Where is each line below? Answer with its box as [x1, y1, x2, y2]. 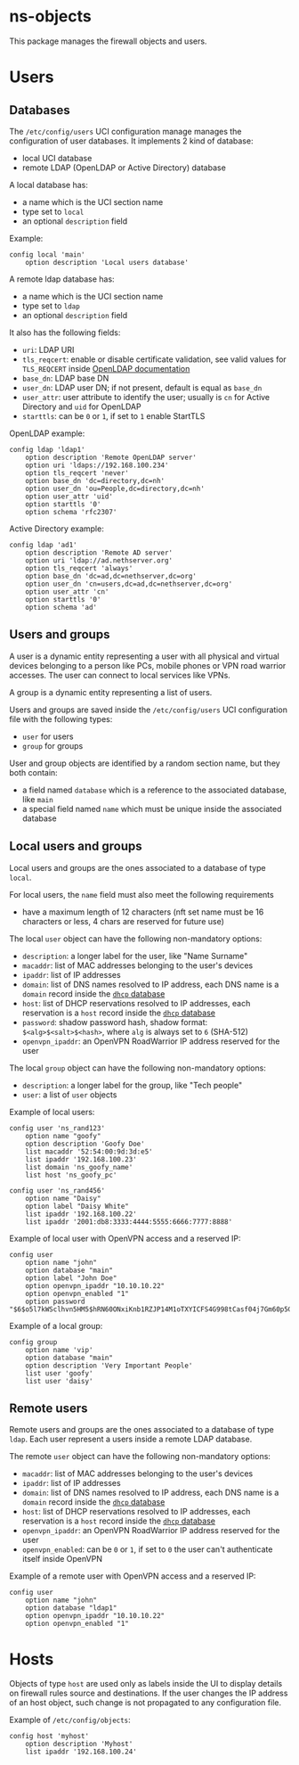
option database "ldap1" [25, 1604, 117, 1613]
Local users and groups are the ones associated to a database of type [9, 862, 266, 873]
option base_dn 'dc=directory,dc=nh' [25, 476, 166, 485]
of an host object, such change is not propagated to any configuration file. [9, 1697, 282, 1708]
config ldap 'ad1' [9, 540, 77, 549]
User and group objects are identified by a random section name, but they [9, 758, 280, 768]
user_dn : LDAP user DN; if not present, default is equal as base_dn [21, 382, 263, 393]
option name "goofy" [25, 1131, 101, 1140]
